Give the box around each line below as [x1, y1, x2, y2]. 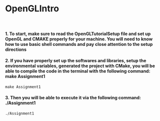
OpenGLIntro [5, 3, 59, 14]
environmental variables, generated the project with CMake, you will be [5, 63, 155, 69]
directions [5, 46, 27, 52]
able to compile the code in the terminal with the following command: [5, 68, 151, 74]
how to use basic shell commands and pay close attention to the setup [5, 41, 153, 47]
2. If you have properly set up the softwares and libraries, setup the [5, 58, 147, 64]
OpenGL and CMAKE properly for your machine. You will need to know [5, 36, 153, 42]
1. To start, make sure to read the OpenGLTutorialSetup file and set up [5, 31, 151, 37]
